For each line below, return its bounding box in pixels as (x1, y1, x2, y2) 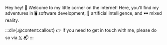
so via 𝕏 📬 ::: (5, 35, 34, 41)
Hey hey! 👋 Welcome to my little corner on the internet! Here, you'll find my (5, 5, 159, 10)
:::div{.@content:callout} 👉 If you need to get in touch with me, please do (5, 27, 157, 33)
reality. (5, 17, 19, 23)
